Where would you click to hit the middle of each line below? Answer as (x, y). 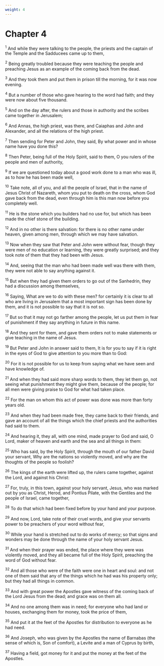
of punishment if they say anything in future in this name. (62, 322)
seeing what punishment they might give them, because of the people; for (80, 384)
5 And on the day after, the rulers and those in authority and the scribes (77, 110)
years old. (15, 405)
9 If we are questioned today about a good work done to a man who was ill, (81, 172)
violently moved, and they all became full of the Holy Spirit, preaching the (79, 555)
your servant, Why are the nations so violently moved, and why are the (76, 456)
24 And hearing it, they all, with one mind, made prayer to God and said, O (79, 435)
